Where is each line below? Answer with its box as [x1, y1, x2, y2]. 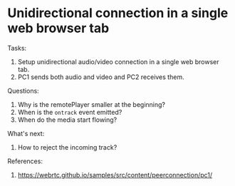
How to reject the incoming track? [17, 143, 117, 151]
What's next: [7, 129, 45, 138]
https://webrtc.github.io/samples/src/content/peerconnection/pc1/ [17, 170, 213, 179]
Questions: [7, 86, 39, 95]
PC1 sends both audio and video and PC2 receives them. [17, 73, 184, 81]
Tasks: [7, 43, 27, 52]
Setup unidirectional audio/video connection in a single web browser [17, 57, 219, 66]
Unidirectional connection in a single [7, 5, 229, 21]
